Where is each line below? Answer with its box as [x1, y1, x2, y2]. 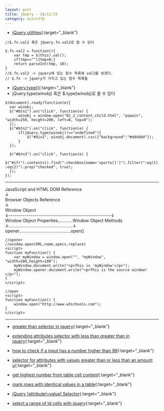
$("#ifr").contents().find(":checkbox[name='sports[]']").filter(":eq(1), [5, 160, 161, 166]
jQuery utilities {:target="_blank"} [12, 30, 78, 36]
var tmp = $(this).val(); [14, 53, 67, 58]
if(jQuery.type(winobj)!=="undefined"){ [18, 130, 102, 135]
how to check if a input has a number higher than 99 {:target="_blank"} [12, 348, 154, 354]
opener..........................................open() [5, 228, 84, 234]
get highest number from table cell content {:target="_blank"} [12, 372, 135, 378]
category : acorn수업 [5, 16, 45, 21]
